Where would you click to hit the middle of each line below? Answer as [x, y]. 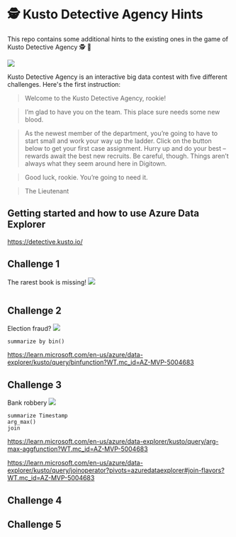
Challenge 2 [34, 310]
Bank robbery [27, 403]
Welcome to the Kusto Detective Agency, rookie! [95, 98]
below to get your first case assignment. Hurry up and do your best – [125, 148]
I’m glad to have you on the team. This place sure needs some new [122, 112]
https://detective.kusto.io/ [45, 241]
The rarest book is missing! [47, 282]
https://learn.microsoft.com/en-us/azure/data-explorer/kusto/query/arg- [113, 442]
